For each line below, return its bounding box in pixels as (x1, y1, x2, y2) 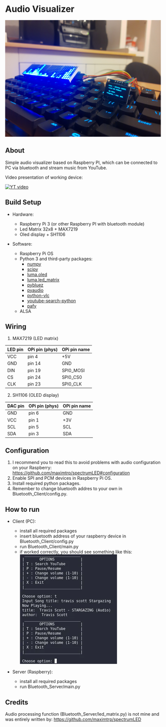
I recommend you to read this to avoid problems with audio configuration (12, 459, 161, 465)
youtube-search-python (27, 298, 76, 304)
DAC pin (7, 403, 25, 409)
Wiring (5, 322, 27, 331)
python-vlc (27, 292, 50, 298)
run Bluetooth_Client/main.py (19, 544, 79, 550)
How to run (5, 505, 40, 514)
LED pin (7, 346, 24, 352)
